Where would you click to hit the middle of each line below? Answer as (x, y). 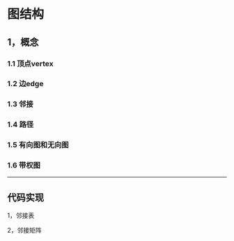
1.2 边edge (25, 84)
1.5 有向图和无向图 (38, 145)
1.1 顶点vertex (30, 63)
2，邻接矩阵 (24, 231)
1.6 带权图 (24, 165)
